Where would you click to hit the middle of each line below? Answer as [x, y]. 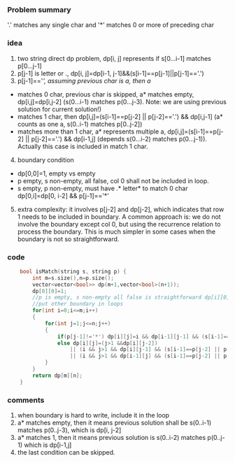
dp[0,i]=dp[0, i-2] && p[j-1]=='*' [63, 195]
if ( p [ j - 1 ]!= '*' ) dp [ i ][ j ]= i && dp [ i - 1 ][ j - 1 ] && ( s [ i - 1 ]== [143, 336]
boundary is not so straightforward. [68, 238]
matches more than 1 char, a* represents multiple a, [92, 131]
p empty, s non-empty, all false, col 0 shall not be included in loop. [113, 180]
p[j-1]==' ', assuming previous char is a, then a [84, 80]
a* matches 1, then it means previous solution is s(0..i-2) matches [112, 437]
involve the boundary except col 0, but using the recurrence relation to [119, 224]
